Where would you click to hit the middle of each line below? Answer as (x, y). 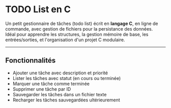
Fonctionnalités (31, 60)
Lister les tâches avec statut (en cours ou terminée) (67, 78)
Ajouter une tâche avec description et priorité (60, 73)
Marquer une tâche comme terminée (51, 84)
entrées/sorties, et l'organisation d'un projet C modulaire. (65, 40)
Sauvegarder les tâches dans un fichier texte (60, 94)
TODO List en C (38, 9)
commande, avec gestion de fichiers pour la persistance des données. (79, 29)
